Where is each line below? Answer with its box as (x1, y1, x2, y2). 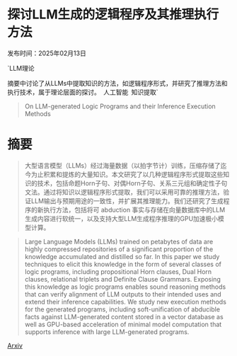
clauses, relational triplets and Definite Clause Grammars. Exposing (24, 275, 221, 283)
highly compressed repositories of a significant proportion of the (24, 245, 214, 253)
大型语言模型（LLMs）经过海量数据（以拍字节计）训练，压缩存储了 (24, 161, 221, 170)
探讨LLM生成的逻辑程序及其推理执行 (7, 6, 219, 23)
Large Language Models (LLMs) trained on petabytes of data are (24, 237, 214, 246)
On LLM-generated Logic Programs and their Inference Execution (24, 102, 216, 110)
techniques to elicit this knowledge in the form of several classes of (24, 260, 221, 268)
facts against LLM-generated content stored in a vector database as (24, 312, 224, 321)
